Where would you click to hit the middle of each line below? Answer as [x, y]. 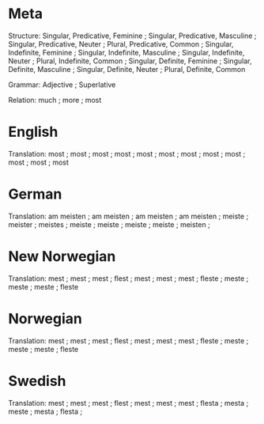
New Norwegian [62, 256]
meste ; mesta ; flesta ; [45, 411]
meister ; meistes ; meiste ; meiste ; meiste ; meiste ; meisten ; [109, 224]
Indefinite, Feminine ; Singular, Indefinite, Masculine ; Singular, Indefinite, [126, 52]
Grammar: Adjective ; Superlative [62, 85]
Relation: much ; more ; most [55, 100]
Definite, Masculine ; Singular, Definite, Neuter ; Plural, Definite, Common [127, 69]
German [35, 194]
